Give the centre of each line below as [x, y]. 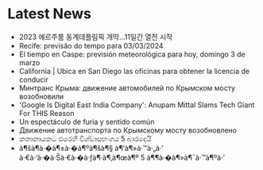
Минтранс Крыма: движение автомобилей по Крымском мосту [127, 87]
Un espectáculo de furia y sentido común [87, 122]
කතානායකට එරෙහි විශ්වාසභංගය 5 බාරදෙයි [85, 138]
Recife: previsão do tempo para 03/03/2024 [91, 45]
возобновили [41, 96]
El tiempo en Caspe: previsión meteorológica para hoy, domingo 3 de [132, 54]
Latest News [50, 14]
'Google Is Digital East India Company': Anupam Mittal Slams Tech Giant [137, 105]
